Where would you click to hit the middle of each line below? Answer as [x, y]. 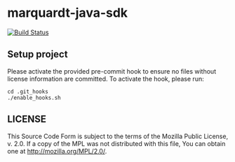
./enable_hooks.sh [34, 97]
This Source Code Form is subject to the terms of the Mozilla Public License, [118, 136]
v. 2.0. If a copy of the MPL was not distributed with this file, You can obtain [116, 143]
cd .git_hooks [28, 92]
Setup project [38, 54]
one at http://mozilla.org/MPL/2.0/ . [57, 151]
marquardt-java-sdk [68, 13]
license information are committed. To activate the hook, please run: [106, 79]
